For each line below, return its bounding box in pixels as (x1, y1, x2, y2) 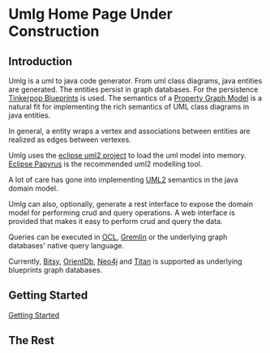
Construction (8, 22, 100, 41)
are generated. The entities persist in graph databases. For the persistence (8, 84, 259, 94)
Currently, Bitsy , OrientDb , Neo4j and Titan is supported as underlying (8, 256, 242, 266)
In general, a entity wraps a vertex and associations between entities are (8, 127, 251, 136)
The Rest (8, 334, 55, 347)
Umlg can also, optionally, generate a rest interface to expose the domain (8, 200, 254, 209)
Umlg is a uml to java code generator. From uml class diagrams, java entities (8, 76, 263, 85)
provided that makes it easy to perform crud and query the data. (8, 217, 223, 226)
